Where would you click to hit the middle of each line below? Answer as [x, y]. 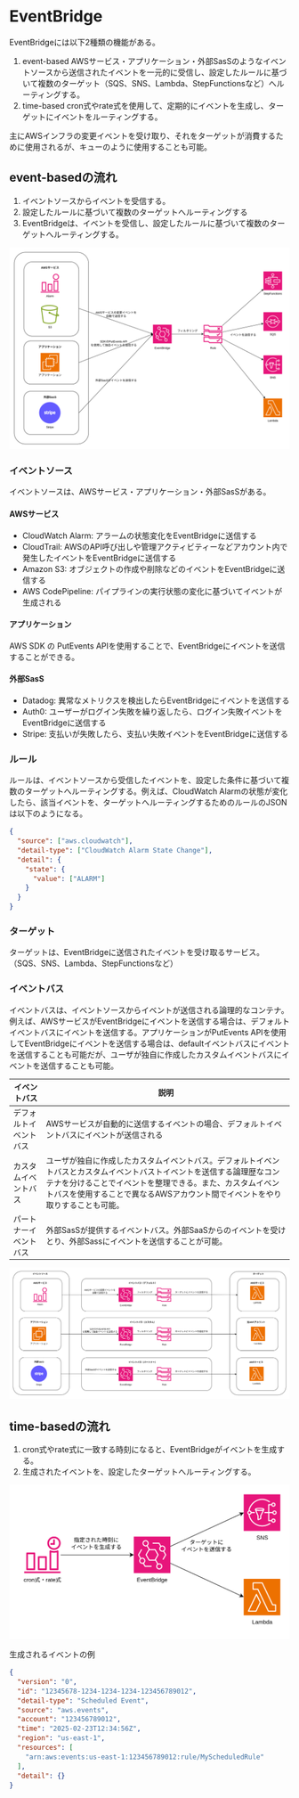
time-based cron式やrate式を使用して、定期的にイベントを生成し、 [145, 105]
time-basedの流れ [60, 1426]
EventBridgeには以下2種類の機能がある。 [85, 42]
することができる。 [44, 657]
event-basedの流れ [63, 178]
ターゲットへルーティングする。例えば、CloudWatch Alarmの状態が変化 [156, 791]
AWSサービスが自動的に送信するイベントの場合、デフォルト [156, 1124]
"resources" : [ [45, 1748]
